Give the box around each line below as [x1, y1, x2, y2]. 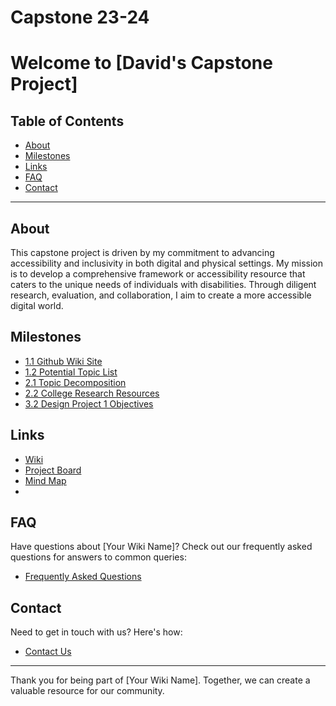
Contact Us [24, 646, 72, 658]
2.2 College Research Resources [24, 387, 160, 399]
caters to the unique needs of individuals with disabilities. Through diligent [10, 279, 317, 290]
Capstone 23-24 [10, 6, 150, 29]
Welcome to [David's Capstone [10, 52, 273, 75]
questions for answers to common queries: [10, 551, 187, 563]
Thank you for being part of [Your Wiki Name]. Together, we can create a [10, 674, 311, 686]
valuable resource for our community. [10, 685, 165, 697]
